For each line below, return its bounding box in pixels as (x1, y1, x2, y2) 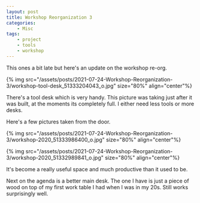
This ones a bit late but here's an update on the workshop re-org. (6, 64, 168, 71)
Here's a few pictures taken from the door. (6, 118, 111, 125)
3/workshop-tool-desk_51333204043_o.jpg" (6, 82, 116, 89)
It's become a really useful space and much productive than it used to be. (6, 165, 188, 172)
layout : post (6, 8, 39, 15)
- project (17, 37, 42, 43)
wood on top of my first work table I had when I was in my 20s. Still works (6, 183, 189, 190)
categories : (6, 20, 36, 26)
